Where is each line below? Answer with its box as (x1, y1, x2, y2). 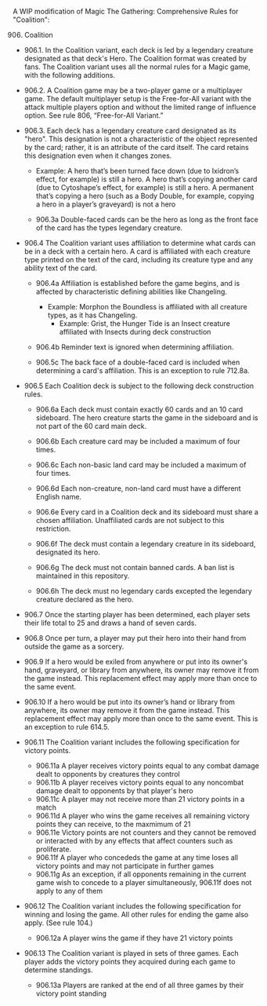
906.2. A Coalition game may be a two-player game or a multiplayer (23, 86, 244, 95)
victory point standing (35, 989, 107, 998)
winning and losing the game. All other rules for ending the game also (23, 910, 249, 919)
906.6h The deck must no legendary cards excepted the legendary (35, 587, 253, 595)
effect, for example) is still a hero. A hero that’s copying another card (35, 174, 258, 184)
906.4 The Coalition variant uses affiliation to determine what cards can (23, 239, 256, 247)
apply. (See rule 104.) (23, 918, 93, 927)
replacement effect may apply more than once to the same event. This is (23, 714, 258, 723)
